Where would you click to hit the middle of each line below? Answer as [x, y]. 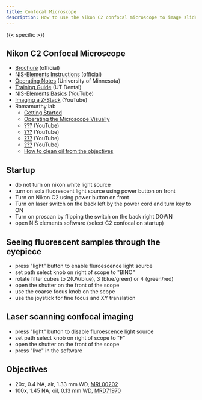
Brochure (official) [37, 68]
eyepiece [24, 252]
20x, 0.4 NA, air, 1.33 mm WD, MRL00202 [66, 384]
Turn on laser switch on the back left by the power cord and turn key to [103, 204]
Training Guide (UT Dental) [48, 87]
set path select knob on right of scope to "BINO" [75, 272]
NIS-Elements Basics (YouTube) [54, 93]
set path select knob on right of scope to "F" [70, 337]
